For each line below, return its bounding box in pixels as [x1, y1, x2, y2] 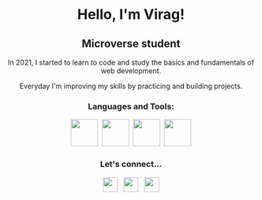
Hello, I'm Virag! [77, 6, 185, 24]
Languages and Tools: [88, 101, 174, 112]
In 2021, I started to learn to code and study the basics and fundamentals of [7, 57, 255, 67]
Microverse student [81, 37, 181, 50]
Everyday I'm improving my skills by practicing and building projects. [19, 81, 243, 91]
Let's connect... [99, 159, 163, 170]
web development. [100, 66, 162, 76]
